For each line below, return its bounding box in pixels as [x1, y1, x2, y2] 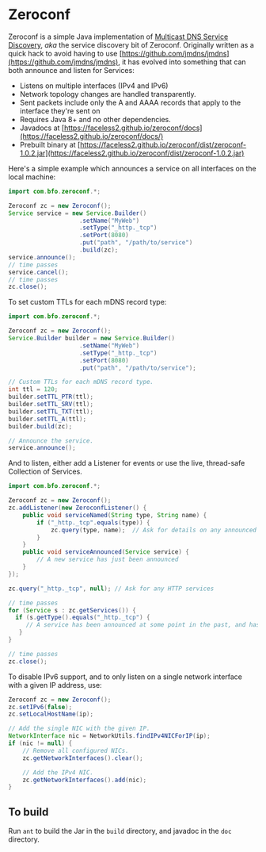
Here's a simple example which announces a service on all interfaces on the [8, 163, 256, 173]
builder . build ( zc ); [8, 422, 73, 430]
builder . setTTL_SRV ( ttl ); [8, 401, 93, 409]
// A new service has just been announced [36, 555, 179, 564]
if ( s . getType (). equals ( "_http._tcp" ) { [15, 613, 150, 622]
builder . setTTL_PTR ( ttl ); [8, 393, 93, 401]
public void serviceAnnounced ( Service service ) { [22, 548, 190, 556]
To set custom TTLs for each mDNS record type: [8, 297, 167, 307]
